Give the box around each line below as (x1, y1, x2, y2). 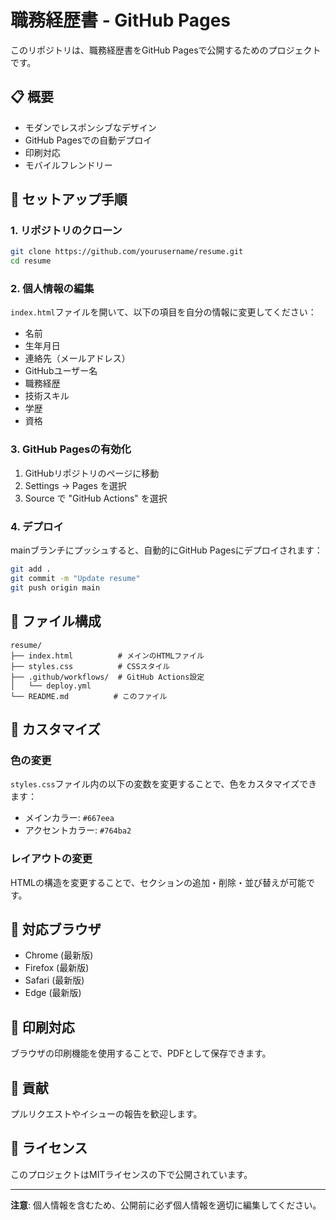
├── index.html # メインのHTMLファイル (10, 651, 205, 661)
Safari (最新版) (24, 974, 85, 986)
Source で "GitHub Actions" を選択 (24, 492, 168, 504)
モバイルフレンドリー (24, 159, 113, 171)
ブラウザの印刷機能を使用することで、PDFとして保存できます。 (10, 1047, 272, 1060)
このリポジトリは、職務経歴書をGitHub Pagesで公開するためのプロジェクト (10, 44, 322, 56)
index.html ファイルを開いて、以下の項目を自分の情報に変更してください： (10, 306, 317, 318)
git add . (10, 564, 52, 575)
